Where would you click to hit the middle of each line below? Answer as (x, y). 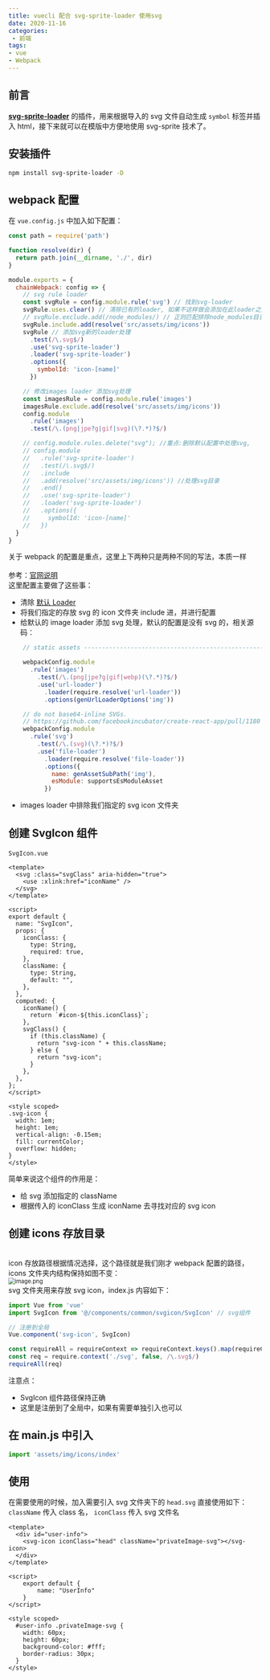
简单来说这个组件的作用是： (54, 1179)
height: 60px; (46, 1640)
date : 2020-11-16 (37, 23)
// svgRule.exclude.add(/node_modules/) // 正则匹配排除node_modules (138, 317)
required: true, (57, 952)
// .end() (43, 488)
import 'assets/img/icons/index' (64, 1454)
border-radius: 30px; (59, 1654)
